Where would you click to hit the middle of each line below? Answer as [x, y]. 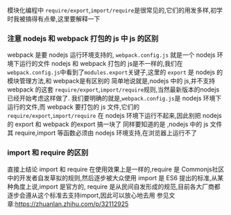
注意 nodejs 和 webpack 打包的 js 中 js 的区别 [83, 38]
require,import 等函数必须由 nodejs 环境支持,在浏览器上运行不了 [106, 133]
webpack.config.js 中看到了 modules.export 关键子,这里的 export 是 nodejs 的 [115, 72]
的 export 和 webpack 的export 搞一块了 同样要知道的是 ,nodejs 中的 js [108, 124]
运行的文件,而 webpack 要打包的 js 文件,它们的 [74, 107]
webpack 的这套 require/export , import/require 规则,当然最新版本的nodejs [113, 89]
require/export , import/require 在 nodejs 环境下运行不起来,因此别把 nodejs [114, 116]
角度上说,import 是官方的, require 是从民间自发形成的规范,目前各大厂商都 [117, 187]
